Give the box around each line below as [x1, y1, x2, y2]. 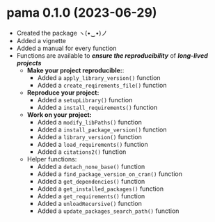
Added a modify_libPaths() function [37, 118, 142, 126]
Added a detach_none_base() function [37, 162, 145, 171]
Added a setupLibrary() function [37, 95, 133, 104]
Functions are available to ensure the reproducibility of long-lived [16, 51, 208, 60]
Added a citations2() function [37, 148, 127, 156]
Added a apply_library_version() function [37, 73, 161, 81]
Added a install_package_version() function [37, 125, 167, 134]
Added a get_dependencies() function [37, 177, 145, 185]
